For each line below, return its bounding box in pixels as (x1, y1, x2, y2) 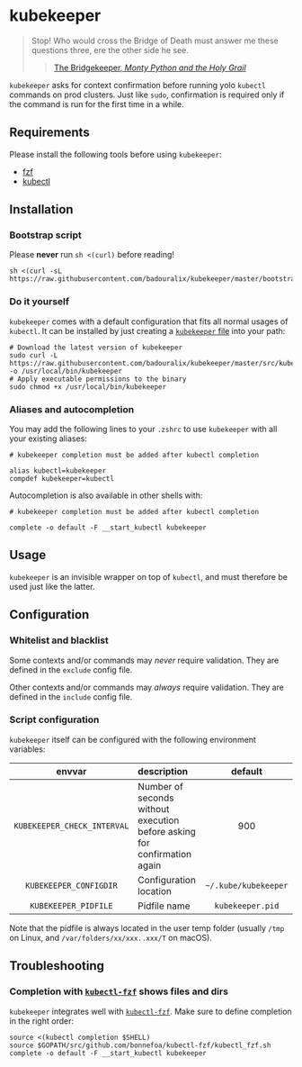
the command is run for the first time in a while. (9, 98, 184, 109)
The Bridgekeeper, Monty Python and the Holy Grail (53, 62, 246, 73)
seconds (138, 791, 174, 804)
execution (138, 814, 180, 827)
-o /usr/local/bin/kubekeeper (9, 366, 123, 375)
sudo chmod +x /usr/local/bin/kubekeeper (9, 382, 167, 392)
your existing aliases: (9, 433, 87, 444)
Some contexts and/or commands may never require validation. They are (9, 655, 280, 665)
